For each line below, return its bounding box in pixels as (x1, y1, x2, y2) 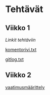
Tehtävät (5, 4, 43, 15)
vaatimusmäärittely (5, 84, 45, 90)
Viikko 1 (5, 24, 30, 32)
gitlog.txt (5, 56, 24, 62)
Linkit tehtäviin (5, 37, 36, 43)
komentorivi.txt (5, 47, 37, 52)
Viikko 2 (5, 71, 32, 79)
